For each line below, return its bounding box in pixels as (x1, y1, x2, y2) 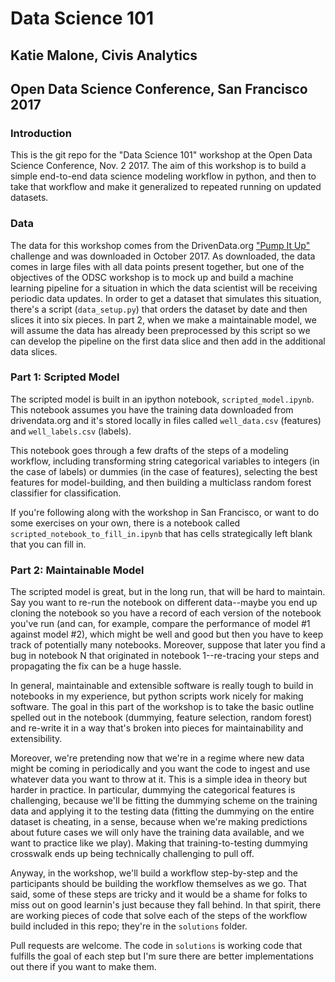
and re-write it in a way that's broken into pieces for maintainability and (10, 722, 304, 734)
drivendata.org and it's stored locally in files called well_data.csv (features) (10, 414, 322, 426)
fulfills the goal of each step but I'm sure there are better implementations (10, 950, 314, 962)
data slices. (10, 345, 58, 357)
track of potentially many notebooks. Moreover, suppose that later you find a (10, 639, 326, 651)
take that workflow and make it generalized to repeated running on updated (10, 181, 322, 193)
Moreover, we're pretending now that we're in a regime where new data (10, 752, 305, 764)
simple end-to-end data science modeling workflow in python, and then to (10, 170, 317, 182)
